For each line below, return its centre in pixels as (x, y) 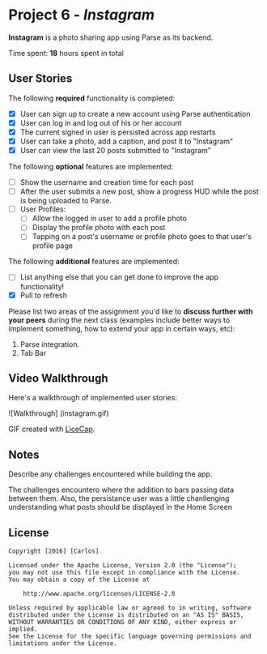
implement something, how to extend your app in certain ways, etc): (122, 328)
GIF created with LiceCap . (52, 429)
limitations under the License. (63, 643)
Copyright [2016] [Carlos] (54, 551)
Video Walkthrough (58, 378)
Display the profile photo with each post (99, 228)
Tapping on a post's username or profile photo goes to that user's (142, 237)
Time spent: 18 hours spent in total (66, 53)
